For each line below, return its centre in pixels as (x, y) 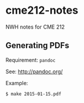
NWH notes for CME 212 (35, 27)
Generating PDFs (37, 46)
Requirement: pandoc (30, 60)
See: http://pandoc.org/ (34, 71)
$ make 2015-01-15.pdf (33, 94)
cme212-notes (42, 10)
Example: (17, 83)
